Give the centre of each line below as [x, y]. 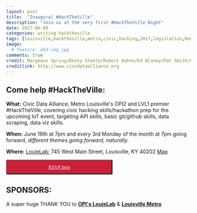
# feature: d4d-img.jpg [40, 50]
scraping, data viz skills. [35, 123]
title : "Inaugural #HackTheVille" [50, 17]
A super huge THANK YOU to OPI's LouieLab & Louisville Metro [84, 204]
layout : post [22, 11]
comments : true [25, 55]
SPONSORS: [29, 190]
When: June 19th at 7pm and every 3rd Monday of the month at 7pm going [96, 134]
